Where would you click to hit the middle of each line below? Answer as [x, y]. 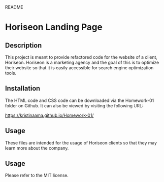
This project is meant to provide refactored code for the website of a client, [81, 57]
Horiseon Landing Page [54, 27]
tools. [11, 73]
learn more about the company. [37, 148]
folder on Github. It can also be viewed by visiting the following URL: [74, 105]
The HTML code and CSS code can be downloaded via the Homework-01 [80, 100]
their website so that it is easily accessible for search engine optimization [79, 68]
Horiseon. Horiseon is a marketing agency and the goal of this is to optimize [82, 62]
